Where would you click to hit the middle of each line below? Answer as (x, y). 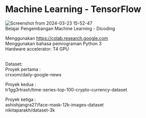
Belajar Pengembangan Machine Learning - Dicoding (60, 28)
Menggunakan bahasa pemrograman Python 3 (53, 43)
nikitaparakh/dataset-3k (30, 110)
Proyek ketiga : (21, 99)
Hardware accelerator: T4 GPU (37, 49)
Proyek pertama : (23, 69)
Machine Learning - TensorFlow (73, 9)
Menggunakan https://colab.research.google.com (57, 38)
